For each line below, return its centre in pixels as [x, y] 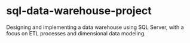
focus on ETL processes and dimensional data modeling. [76, 33]
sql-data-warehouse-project [79, 11]
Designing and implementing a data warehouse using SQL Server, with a [95, 27]
